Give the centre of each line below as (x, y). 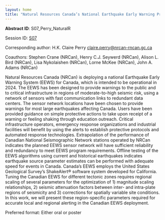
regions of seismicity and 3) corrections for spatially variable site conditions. (82, 192)
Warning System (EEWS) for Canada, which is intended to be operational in (81, 82)
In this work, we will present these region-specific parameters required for (80, 197)
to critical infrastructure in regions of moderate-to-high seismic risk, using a (82, 93)
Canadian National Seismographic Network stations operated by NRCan (78, 140)
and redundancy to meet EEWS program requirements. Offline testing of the (82, 150)
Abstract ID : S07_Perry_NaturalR (38, 28)
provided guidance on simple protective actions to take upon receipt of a (79, 113)
